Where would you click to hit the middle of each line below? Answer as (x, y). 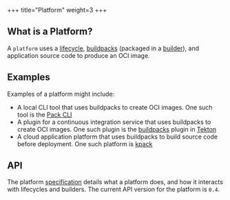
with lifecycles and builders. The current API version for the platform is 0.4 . (114, 190)
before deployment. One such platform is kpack (85, 143)
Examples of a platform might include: (61, 94)
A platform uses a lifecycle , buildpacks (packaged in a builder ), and (103, 48)
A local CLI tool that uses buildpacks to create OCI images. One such (115, 107)
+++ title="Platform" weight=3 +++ (57, 10)
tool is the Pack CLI (44, 114)
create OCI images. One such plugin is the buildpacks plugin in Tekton (117, 129)
